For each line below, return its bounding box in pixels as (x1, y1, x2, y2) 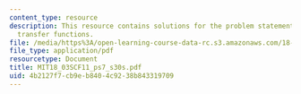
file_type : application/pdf (9, 47, 115, 56)
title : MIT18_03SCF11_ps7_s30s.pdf (9, 64, 142, 73)
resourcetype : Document (9, 55, 99, 64)
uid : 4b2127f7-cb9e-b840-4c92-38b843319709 (9, 72, 175, 81)
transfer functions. (17, 30, 94, 38)
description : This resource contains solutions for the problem (9, 21, 254, 30)
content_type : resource (9, 13, 99, 22)
